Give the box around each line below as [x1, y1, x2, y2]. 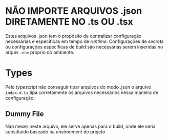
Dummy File [5, 110, 45, 119]
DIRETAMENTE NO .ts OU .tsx [5, 16, 133, 28]
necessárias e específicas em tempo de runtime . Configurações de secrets [5, 38, 164, 44]
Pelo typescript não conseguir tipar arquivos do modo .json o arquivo [5, 84, 152, 90]
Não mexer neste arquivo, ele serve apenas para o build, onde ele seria [5, 123, 156, 129]
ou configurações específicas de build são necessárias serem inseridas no [5, 43, 163, 50]
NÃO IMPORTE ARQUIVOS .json [5, 5, 142, 17]
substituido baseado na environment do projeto [5, 128, 105, 135]
